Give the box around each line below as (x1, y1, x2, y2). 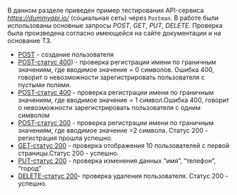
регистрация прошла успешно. (17, 134, 113, 142)
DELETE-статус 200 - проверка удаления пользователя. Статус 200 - (17, 171, 228, 180)
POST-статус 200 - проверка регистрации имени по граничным (17, 119, 214, 127)
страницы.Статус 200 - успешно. (17, 149, 119, 157)
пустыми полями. (17, 81, 71, 89)
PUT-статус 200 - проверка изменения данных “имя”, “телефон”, (17, 156, 216, 165)
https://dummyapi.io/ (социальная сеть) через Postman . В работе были (7, 14, 219, 22)
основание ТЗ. (7, 36, 52, 45)
